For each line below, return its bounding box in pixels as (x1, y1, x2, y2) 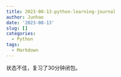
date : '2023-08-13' (6, 20, 55, 25)
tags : (6, 42, 20, 48)
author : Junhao (6, 14, 44, 20)
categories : (6, 31, 36, 37)
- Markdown (11, 47, 39, 53)
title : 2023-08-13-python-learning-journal (6, 8, 116, 15)
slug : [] (6, 25, 28, 31)
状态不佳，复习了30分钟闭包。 (6, 64, 81, 71)
